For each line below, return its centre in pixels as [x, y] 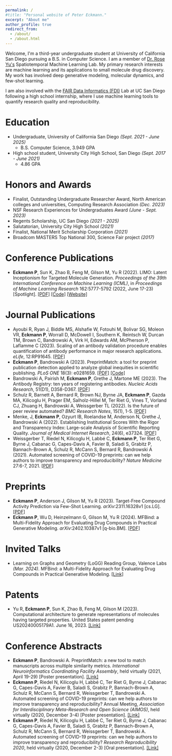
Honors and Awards [48, 185]
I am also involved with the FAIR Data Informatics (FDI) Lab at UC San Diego [85, 91]
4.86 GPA [31, 164]
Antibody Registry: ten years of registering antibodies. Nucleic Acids [85, 384]
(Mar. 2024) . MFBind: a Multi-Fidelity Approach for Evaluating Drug [84, 568]
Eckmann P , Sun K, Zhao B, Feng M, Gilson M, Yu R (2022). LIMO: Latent [90, 272]
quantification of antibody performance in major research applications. [88, 351]
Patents [22, 595]
